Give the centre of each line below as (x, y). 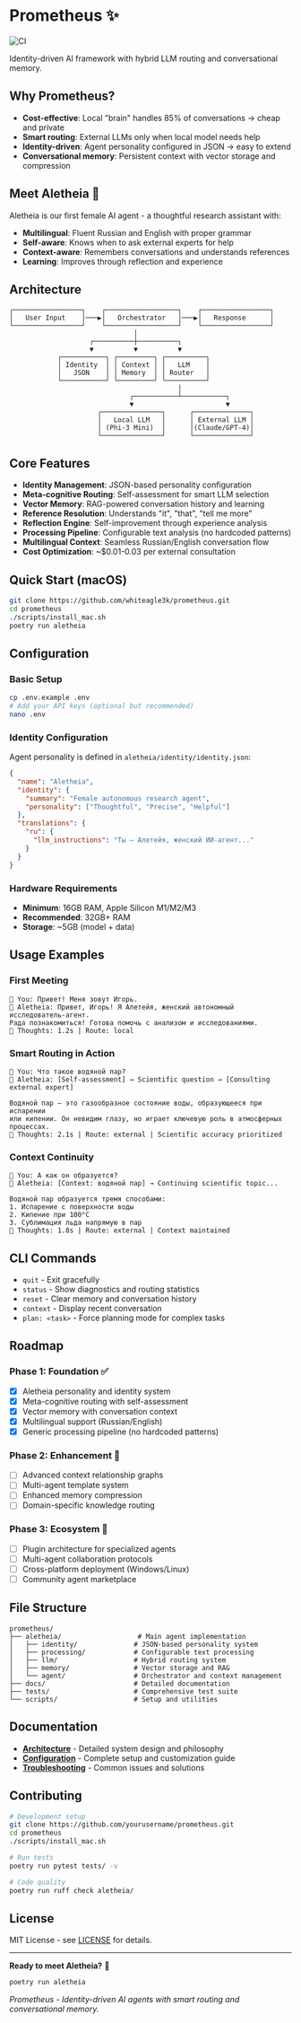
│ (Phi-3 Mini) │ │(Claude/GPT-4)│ (176, 428)
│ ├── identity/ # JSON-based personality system (133, 1644)
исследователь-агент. (50, 1015)
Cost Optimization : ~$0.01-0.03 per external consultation (129, 552)
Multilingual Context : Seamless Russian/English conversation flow (146, 542)
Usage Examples (57, 955)
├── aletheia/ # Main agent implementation (128, 1636)
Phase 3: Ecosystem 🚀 (59, 1529)
